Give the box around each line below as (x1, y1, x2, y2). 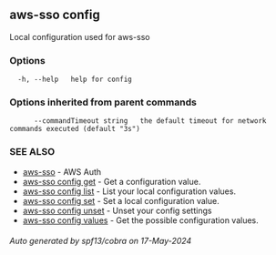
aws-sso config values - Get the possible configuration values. (22, 214, 260, 226)
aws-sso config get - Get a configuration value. (22, 176, 201, 187)
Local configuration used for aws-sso (9, 31, 150, 42)
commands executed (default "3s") (9, 125, 141, 134)
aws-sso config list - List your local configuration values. (22, 186, 237, 197)
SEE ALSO (9, 146, 56, 158)
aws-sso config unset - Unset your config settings (22, 205, 212, 216)
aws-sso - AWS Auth (22, 166, 102, 177)
